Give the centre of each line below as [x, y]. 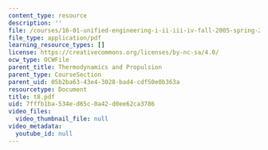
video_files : [30, 112]
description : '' [35, 23]
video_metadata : [35, 126]
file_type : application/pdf [55, 38]
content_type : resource [48, 15]
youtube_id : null [44, 133]
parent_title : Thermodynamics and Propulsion [85, 67]
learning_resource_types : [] [57, 45]
